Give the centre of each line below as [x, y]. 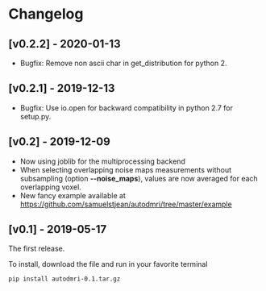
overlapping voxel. [51, 187]
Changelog [46, 14]
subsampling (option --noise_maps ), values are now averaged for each [139, 178]
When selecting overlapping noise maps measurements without [126, 169]
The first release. [37, 249]
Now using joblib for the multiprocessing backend [102, 161]
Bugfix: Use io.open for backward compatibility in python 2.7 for [127, 108]
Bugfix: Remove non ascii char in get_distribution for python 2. [123, 63]
